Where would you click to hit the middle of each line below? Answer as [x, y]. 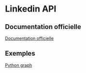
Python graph [19, 65]
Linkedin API [31, 9]
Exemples [20, 53]
